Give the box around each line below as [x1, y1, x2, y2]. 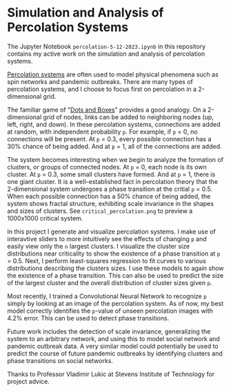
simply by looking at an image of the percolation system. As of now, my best [7, 299, 224, 307]
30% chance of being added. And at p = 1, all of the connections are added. [7, 142, 222, 150]
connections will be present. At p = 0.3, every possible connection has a [7, 134, 212, 143]
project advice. [7, 377, 50, 385]
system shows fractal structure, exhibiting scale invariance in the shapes [7, 199, 214, 207]
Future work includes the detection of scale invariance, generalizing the [7, 327, 211, 336]
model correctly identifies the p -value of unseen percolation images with [7, 307, 214, 315]
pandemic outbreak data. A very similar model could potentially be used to [7, 342, 219, 350]
